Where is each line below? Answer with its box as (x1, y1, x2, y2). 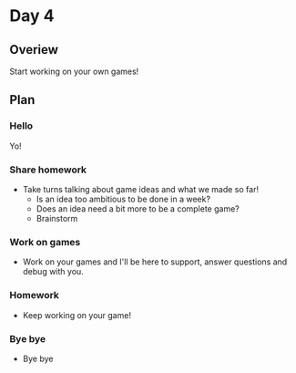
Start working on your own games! (9, 66, 139, 77)
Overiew (9, 42, 59, 57)
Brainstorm (36, 212, 78, 223)
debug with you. (22, 266, 84, 277)
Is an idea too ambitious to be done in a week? (36, 193, 211, 204)
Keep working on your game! (22, 309, 132, 320)
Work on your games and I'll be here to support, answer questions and (22, 256, 288, 267)
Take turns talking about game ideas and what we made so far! (22, 183, 260, 194)
